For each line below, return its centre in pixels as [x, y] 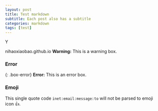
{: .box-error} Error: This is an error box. [46, 75]
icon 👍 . [13, 104]
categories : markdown [27, 23]
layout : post [18, 10]
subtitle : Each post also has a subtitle [48, 19]
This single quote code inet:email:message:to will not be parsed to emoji [79, 98]
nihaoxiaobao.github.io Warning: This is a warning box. [61, 52]
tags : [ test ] [18, 28]
